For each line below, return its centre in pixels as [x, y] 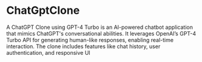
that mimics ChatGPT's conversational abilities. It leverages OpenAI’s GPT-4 [101, 33]
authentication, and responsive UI [49, 52]
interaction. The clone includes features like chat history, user [83, 46]
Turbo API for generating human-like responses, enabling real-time [90, 40]
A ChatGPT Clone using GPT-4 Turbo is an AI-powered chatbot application [99, 27]
